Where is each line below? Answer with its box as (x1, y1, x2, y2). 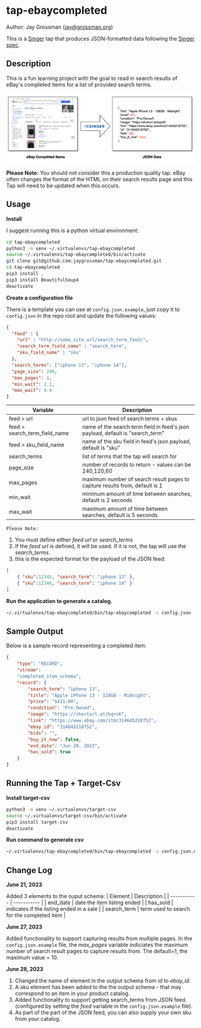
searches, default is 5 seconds (82, 511, 158, 518)
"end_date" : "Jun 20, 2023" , (28, 743, 100, 749)
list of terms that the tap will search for (82, 452, 177, 460)
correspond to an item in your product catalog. (14, 990, 130, 997)
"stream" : (17, 667, 42, 673)
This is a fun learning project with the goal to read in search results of (6, 74, 178, 81)
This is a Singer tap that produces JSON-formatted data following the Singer (6, 35, 195, 42)
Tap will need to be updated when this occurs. (6, 182, 120, 189)
